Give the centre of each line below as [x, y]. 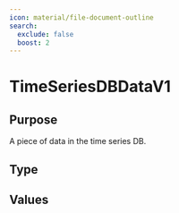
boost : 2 [34, 43]
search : [24, 26]
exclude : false [46, 34]
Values [29, 200]
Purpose [34, 119]
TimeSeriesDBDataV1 [90, 87]
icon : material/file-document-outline [81, 17]
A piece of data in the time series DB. [78, 141]
